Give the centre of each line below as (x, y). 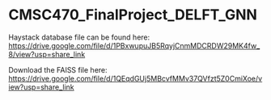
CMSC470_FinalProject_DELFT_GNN (133, 15)
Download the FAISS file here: (58, 69)
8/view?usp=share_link (47, 54)
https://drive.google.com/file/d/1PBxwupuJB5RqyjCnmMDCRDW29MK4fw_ (134, 45)
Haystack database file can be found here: (79, 37)
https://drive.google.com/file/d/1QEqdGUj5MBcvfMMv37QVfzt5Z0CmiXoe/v (135, 78)
